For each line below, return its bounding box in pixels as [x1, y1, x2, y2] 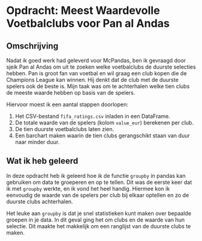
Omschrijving [6, 41, 59, 51]
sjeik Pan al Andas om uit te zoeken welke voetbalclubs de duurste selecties [6, 63, 197, 70]
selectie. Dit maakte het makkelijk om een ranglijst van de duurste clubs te [6, 222, 191, 229]
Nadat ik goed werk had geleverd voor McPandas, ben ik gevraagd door [6, 57, 186, 64]
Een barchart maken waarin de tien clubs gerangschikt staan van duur [15, 132, 191, 139]
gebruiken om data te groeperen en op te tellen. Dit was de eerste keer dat [6, 178, 192, 186]
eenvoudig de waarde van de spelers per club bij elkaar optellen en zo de [6, 191, 189, 199]
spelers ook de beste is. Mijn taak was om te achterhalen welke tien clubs [6, 83, 190, 90]
